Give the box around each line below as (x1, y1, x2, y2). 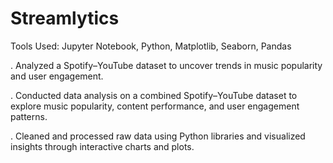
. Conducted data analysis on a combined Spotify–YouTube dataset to (10, 89, 298, 101)
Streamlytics (10, 7, 120, 30)
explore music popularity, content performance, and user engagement (10, 100, 300, 112)
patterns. (10, 110, 48, 122)
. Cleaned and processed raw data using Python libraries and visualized (10, 130, 306, 142)
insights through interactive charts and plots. (10, 140, 195, 152)
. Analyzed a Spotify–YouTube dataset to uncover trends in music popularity (10, 59, 323, 71)
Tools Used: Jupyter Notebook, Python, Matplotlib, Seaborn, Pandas (10, 40, 292, 52)
